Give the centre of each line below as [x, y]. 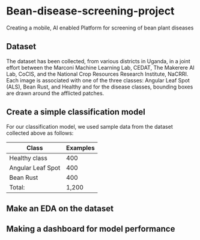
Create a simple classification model [76, 112]
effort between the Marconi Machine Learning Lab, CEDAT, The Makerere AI [101, 67]
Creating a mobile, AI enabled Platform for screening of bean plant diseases [100, 28]
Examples [80, 147]
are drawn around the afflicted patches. [55, 93]
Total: [17, 187]
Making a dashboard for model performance [91, 229]
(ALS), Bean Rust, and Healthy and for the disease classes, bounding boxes [100, 87]
